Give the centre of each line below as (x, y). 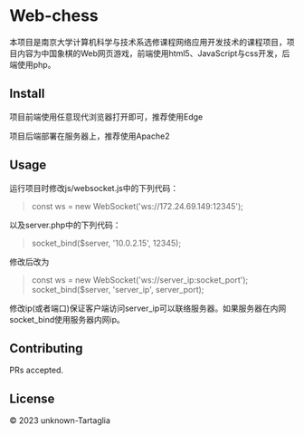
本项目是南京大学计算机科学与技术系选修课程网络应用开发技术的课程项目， (148, 42)
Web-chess (54, 16)
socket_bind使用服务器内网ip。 (67, 319)
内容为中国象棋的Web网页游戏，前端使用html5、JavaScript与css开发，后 (153, 53)
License (32, 398)
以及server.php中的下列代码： (65, 225)
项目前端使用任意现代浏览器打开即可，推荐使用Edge (106, 116)
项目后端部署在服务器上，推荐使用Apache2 (90, 136)
